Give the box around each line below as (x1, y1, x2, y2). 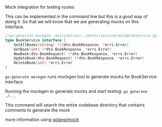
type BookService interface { (5, 37, 66, 43)
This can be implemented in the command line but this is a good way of (5, 14, 148, 19)
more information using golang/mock (5, 117, 79, 122)
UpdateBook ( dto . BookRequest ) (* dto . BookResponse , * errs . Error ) (14, 56, 145, 61)
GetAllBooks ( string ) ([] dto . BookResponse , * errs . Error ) (14, 42, 130, 47)
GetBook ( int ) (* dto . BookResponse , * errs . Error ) (14, 47, 112, 52)
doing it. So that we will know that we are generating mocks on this (5, 19, 139, 24)
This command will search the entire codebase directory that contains (5, 102, 145, 108)
